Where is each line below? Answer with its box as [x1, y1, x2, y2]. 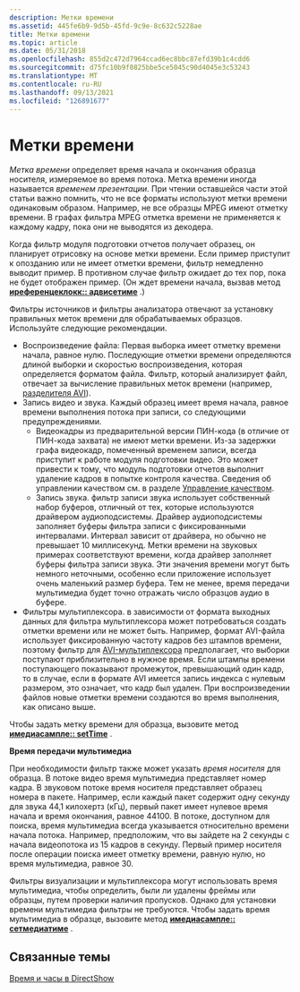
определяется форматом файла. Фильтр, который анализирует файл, [21, 369, 288, 380]
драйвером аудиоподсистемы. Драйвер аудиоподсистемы [35, 511, 262, 522]
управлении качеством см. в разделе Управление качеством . [35, 483, 275, 493]
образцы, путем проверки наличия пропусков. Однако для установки [9, 894, 277, 905]
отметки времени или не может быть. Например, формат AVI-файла [21, 626, 285, 637]
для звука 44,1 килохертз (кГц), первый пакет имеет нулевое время [9, 801, 269, 812]
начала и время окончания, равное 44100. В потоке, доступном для [9, 811, 270, 822]
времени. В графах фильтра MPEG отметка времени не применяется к [9, 212, 281, 223]
